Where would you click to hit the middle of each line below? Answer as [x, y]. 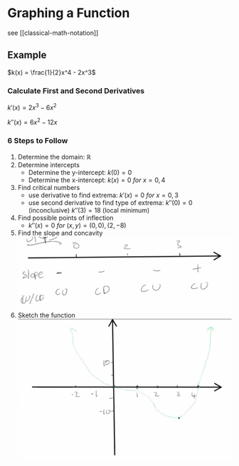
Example [27, 55]
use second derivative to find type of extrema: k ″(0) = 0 [111, 202]
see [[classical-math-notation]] [53, 33]
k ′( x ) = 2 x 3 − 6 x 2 [32, 107]
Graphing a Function [69, 13]
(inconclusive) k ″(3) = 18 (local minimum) [89, 210]
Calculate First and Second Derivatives [76, 90]
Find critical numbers [49, 187]
